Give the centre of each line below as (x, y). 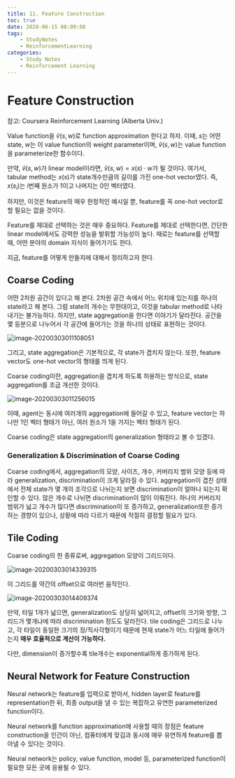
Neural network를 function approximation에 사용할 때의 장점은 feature (106, 726)
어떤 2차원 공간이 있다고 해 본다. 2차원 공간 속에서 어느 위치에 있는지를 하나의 (113, 298)
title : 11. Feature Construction (56, 14)
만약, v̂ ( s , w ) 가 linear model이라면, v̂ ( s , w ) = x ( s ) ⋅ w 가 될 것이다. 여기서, (107, 168)
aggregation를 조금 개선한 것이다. (54, 385)
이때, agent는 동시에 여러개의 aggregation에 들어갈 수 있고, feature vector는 (113, 413)
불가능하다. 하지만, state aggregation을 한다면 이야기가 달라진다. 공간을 (124, 315)
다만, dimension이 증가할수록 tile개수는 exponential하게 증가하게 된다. (104, 654)
